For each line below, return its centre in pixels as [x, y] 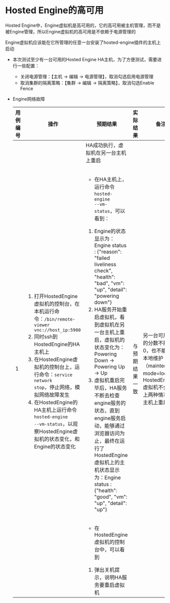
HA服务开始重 [111, 309]
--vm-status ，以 [54, 424]
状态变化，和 [65, 439]
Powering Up [110, 366]
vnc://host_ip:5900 [57, 330]
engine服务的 [110, 403]
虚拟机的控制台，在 [57, 304]
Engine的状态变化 [55, 446]
